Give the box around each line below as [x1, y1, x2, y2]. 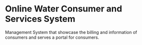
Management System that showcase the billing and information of [5, 29, 138, 35]
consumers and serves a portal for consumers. [5, 34, 100, 40]
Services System [5, 13, 76, 24]
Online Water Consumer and [5, 3, 122, 14]
